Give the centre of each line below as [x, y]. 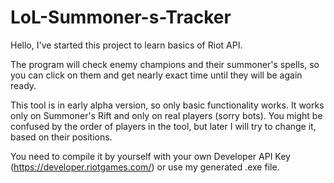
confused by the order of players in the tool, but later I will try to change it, [163, 126]
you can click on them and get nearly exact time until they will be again [156, 75]
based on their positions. [61, 137]
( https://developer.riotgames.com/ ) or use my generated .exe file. [145, 167]
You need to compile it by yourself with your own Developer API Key [150, 156]
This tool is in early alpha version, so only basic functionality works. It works [167, 105]
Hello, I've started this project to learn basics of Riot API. [126, 45]
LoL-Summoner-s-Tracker [121, 17]
